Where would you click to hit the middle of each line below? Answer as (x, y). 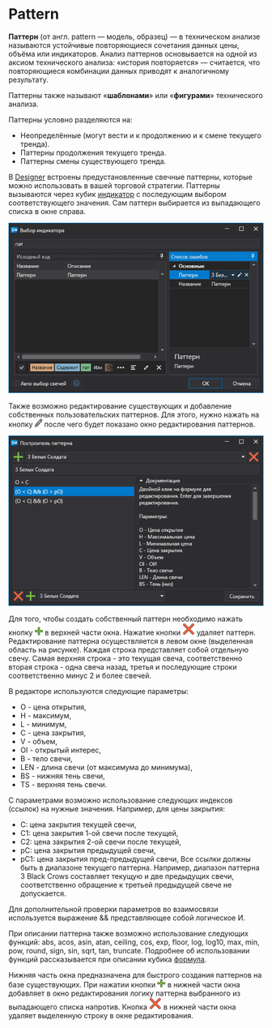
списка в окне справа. (47, 211)
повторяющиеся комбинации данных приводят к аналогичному (119, 71)
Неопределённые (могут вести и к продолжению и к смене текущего (140, 135)
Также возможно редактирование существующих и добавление (120, 405)
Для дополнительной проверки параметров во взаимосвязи (113, 909)
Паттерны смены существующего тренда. (93, 161)
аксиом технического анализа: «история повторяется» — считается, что (134, 62)
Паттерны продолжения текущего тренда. (93, 152)
